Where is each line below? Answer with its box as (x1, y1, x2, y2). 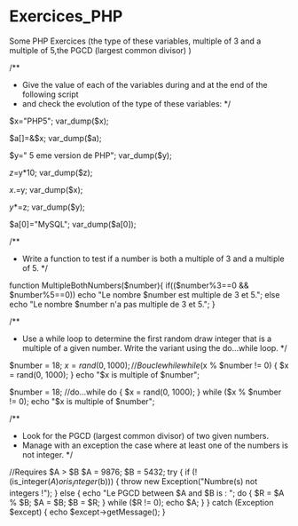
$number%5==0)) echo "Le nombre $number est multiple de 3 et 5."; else (9, 289, 280, 299)
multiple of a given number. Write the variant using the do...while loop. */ (21, 342, 288, 353)
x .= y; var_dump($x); (9, 184, 83, 195)
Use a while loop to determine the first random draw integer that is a (21, 333, 272, 344)
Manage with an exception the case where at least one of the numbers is (21, 440, 288, 450)
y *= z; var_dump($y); (9, 202, 86, 212)
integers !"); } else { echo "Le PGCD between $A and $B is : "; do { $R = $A (9, 487, 285, 498)
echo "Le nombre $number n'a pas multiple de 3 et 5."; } (9, 299, 216, 309)
